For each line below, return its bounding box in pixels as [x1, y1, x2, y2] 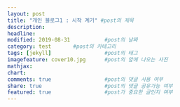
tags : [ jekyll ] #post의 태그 [7, 50, 138, 57]
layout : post [7, 10, 46, 18]
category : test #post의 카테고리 [7, 43, 117, 50]
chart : [7, 69, 27, 76]
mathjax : [7, 63, 33, 70]
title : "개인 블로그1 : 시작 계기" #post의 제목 [7, 17, 134, 24]
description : [7, 23, 46, 30]
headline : [7, 30, 36, 37]
